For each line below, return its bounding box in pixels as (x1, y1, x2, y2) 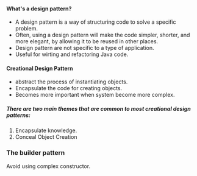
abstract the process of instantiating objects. (15, 78, 128, 85)
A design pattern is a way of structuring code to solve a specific (15, 18, 176, 26)
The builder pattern (6, 149, 65, 157)
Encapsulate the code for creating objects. (15, 85, 123, 92)
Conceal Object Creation (15, 133, 77, 141)
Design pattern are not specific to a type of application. (15, 44, 154, 52)
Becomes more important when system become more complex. (15, 91, 175, 99)
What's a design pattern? (6, 5, 72, 12)
